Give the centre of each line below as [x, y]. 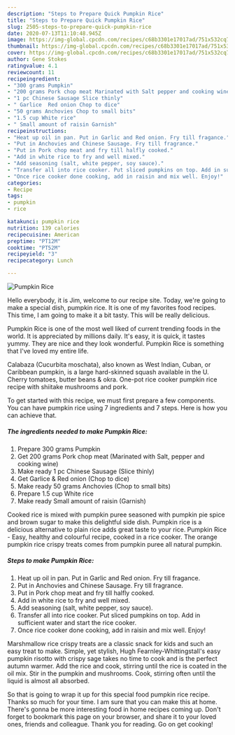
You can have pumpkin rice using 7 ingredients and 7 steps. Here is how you [117, 408]
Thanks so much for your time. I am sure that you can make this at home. [113, 701]
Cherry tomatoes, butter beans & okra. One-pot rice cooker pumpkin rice [112, 379]
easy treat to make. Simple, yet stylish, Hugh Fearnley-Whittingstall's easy [114, 651]
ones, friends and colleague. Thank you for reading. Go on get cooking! [110, 724]
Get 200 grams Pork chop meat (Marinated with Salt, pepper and [111, 456]
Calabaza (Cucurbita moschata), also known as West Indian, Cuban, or [109, 364]
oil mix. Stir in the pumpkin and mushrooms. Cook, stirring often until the [112, 673]
